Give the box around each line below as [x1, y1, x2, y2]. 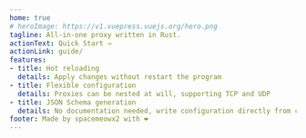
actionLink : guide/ [9, 47, 84, 56]
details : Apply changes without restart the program [17, 73, 222, 82]
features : [9, 55, 47, 64]
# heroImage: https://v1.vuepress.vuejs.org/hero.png [9, 22, 219, 31]
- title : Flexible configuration [9, 81, 137, 90]
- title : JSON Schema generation [9, 97, 137, 107]
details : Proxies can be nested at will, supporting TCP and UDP [17, 89, 271, 98]
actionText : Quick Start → [9, 38, 112, 48]
